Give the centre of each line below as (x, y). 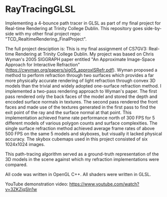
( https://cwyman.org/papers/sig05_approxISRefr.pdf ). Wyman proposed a (81, 70)
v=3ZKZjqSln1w (21, 189)
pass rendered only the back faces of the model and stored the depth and (81, 96)
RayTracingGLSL (40, 9)
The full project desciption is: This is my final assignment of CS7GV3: (76, 48)
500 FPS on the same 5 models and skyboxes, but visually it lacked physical (84, 133)
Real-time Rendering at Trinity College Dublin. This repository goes (74, 28)
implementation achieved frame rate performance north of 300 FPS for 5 (80, 117)
